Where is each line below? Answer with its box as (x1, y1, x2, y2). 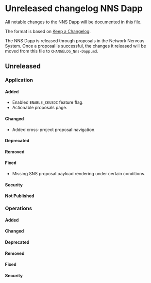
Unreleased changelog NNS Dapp (5, 3, 143, 14)
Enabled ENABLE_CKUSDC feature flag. (12, 100, 84, 105)
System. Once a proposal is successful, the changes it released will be (5, 43, 147, 49)
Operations (5, 205, 33, 212)
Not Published (5, 193, 34, 199)
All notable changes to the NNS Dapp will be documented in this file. (5, 19, 142, 25)
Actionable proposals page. (12, 105, 67, 111)
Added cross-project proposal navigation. (12, 127, 96, 133)
